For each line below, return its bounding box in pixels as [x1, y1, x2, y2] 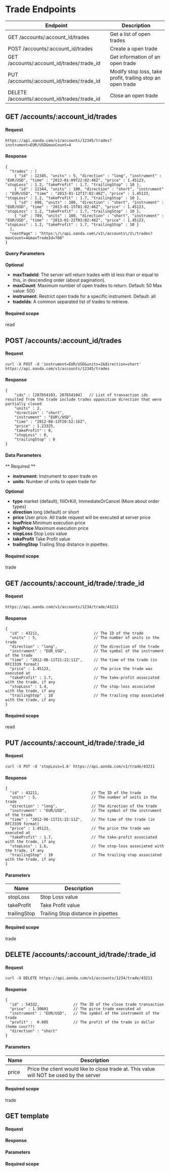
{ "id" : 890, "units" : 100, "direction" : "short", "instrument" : [14, 199, 164, 205]
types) [12, 504, 26, 510]
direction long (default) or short [12, 509, 79, 515]
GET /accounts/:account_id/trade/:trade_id [5, 579, 145, 587]
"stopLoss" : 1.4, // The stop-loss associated [10, 684, 155, 689]
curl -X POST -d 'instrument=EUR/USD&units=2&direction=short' [5, 361, 142, 366]
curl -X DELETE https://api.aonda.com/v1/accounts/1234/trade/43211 [5, 976, 153, 981]
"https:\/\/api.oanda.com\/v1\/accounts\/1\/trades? [39, 231, 153, 236]
